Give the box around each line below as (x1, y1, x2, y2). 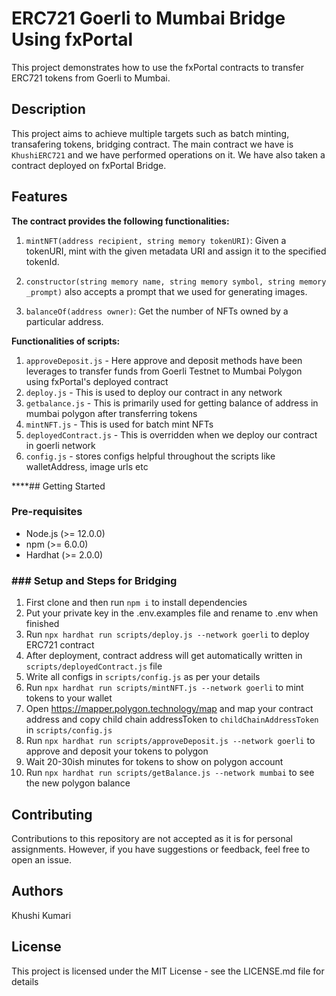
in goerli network (25, 439, 96, 451)
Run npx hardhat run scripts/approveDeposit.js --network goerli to (25, 735, 316, 747)
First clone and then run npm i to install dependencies (25, 597, 248, 609)
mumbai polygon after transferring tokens (25, 407, 198, 419)
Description (11, 101, 86, 118)
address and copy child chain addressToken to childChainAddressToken (25, 713, 319, 726)
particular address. (25, 315, 104, 327)
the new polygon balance (25, 777, 131, 789)
